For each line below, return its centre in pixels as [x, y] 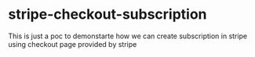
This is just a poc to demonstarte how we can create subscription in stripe [128, 36]
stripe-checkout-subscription [107, 14]
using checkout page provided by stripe [73, 44]
